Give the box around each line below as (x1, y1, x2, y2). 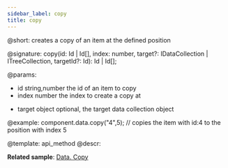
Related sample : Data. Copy (7, 153, 89, 161)
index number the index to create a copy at (17, 91, 142, 100)
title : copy (7, 17, 42, 24)
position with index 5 (7, 125, 67, 134)
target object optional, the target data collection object (17, 105, 174, 113)
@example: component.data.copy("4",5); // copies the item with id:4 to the (7, 118, 221, 126)
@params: (7, 70, 37, 79)
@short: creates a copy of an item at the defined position (7, 36, 171, 44)
